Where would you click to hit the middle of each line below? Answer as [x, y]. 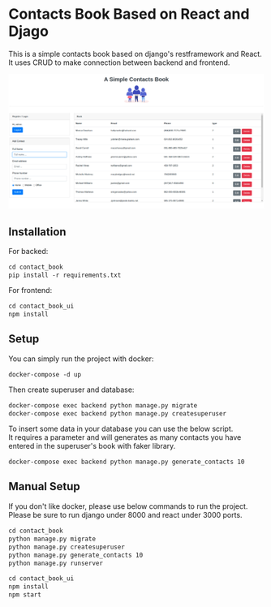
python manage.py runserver [56, 563]
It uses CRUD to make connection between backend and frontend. [119, 62]
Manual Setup [45, 486]
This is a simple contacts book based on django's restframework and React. [135, 54]
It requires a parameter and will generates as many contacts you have [125, 437]
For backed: [28, 252]
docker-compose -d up [45, 374]
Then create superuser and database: [71, 390]
